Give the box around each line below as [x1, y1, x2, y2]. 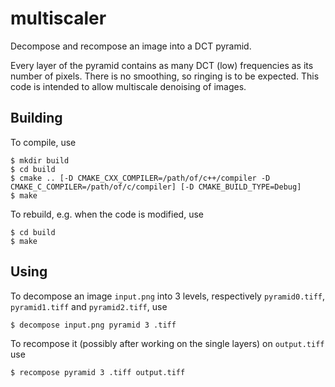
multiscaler [10, 7, 107, 30]
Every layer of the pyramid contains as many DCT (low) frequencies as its [10, 59, 314, 71]
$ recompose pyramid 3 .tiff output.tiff [10, 367, 186, 377]
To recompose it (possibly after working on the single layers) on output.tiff [10, 337, 325, 349]
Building [10, 110, 63, 127]
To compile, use [10, 136, 77, 148]
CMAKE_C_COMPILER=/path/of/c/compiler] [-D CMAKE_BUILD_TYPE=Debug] [10, 182, 302, 192]
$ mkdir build [10, 155, 70, 166]
